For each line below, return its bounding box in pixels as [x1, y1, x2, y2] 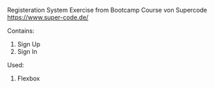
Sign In [17, 48, 37, 55]
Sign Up [17, 40, 40, 48]
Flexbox [17, 74, 40, 82]
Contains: [7, 27, 35, 35]
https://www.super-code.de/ [7, 13, 89, 21]
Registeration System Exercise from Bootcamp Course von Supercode [7, 6, 208, 14]
